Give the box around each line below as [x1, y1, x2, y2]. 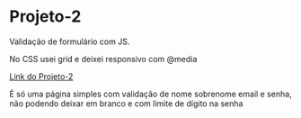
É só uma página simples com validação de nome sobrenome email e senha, [9, 88, 292, 99]
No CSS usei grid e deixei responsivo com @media [9, 53, 198, 64]
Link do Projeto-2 [9, 70, 74, 82]
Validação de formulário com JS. [9, 36, 130, 47]
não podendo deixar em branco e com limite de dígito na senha [9, 97, 243, 109]
